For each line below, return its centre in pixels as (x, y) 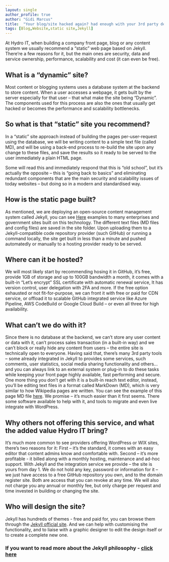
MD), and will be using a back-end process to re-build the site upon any (80, 147)
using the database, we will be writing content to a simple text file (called (81, 142)
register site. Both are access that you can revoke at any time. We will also (82, 480)
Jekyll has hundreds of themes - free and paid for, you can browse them (80, 519)
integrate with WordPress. (32, 407)
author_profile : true (28, 15)
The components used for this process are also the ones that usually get (80, 103)
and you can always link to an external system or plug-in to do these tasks (82, 369)
